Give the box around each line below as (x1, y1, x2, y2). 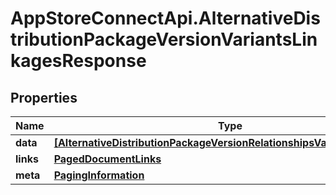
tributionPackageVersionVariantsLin (10, 28, 318, 51)
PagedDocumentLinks (53, 152, 162, 166)
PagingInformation (53, 168, 145, 182)
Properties (10, 89, 78, 106)
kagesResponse (10, 50, 147, 72)
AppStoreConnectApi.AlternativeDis (10, 7, 321, 30)
